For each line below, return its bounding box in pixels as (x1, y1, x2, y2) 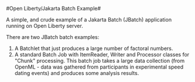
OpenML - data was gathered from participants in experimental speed (14, 63, 183, 70)
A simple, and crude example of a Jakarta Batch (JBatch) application (6, 16, 172, 23)
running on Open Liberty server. (6, 23, 83, 29)
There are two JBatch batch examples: (6, 34, 100, 40)
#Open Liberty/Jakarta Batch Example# (6, 5, 101, 12)
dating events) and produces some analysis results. (14, 70, 139, 76)
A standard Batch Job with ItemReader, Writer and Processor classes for (14, 51, 190, 58)
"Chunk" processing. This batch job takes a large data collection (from (14, 58, 185, 64)
